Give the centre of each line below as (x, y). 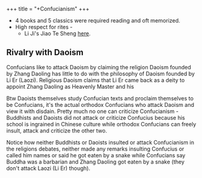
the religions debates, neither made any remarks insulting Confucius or (95, 149)
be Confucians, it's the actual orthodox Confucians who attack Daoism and (100, 104)
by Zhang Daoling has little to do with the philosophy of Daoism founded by (101, 74)
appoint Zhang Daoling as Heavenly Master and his (70, 86)
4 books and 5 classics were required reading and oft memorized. (98, 20)
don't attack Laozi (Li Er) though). (48, 168)
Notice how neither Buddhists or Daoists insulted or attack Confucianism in (100, 142)
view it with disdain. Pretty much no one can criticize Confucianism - (92, 111)
